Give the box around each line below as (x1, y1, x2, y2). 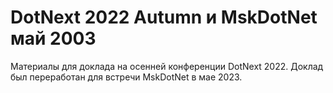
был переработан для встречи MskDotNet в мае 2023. (10, 71, 243, 83)
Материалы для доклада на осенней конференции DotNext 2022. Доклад (10, 60, 324, 72)
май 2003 (10, 27, 97, 50)
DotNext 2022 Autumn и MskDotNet (10, 6, 318, 29)
